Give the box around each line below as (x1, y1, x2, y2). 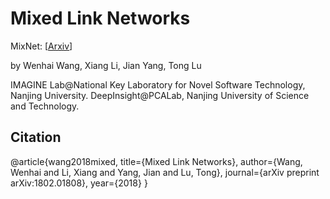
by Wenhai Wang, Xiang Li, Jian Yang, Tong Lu (10, 59, 202, 71)
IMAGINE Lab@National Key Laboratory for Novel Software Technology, (10, 78, 306, 91)
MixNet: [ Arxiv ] (10, 40, 73, 52)
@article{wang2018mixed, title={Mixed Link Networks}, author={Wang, (10, 155, 303, 167)
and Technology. (10, 100, 80, 112)
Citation (10, 129, 62, 146)
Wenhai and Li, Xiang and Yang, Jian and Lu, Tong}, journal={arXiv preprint (10, 166, 320, 178)
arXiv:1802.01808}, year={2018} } (10, 177, 148, 189)
